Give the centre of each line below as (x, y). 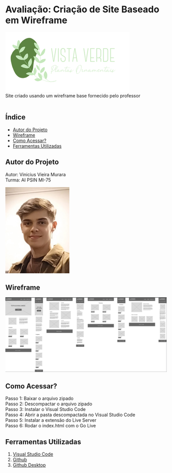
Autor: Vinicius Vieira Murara (36, 174)
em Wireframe (36, 20)
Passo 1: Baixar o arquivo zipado (39, 399)
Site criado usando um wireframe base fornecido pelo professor (73, 95)
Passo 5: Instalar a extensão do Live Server (51, 420)
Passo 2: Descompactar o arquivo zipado (49, 404)
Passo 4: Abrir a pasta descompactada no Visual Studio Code (70, 415)
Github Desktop (29, 465)
